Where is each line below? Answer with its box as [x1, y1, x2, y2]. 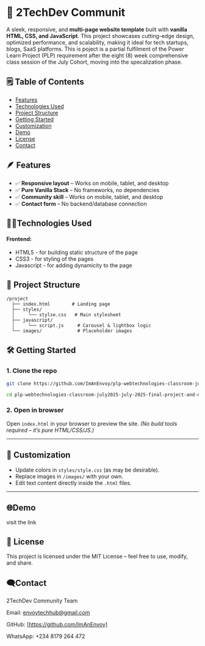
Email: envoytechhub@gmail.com [6, 609, 90, 616]
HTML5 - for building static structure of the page [15, 249, 138, 256]
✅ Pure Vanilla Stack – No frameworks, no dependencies [15, 186, 160, 193]
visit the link [6, 519, 37, 526]
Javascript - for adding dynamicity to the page [15, 262, 132, 269]
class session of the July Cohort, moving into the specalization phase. [6, 58, 182, 65]
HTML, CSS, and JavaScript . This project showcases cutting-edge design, [6, 32, 195, 39]
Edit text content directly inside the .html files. [15, 479, 132, 486]
